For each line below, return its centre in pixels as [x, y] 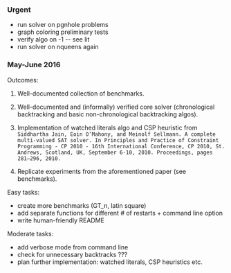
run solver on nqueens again [58, 47]
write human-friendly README [61, 220]
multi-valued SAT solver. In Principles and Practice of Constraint [118, 140]
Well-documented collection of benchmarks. [81, 93]
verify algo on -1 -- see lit [53, 39]
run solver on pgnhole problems [63, 25]
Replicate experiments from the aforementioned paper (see [102, 171]
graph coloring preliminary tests [63, 32]
